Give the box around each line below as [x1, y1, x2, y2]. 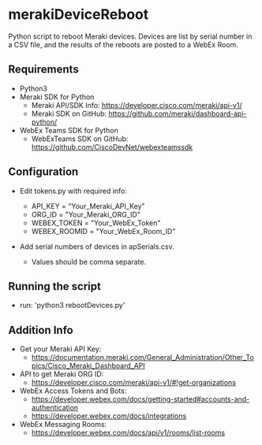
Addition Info [8, 323, 73, 336]
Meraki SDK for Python [19, 92, 95, 102]
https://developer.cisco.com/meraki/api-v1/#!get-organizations [31, 378, 237, 388]
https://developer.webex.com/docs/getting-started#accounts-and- [31, 395, 250, 404]
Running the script [8, 280, 101, 293]
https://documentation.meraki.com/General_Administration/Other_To [31, 353, 254, 362]
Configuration [8, 165, 79, 179]
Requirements [8, 63, 79, 76]
